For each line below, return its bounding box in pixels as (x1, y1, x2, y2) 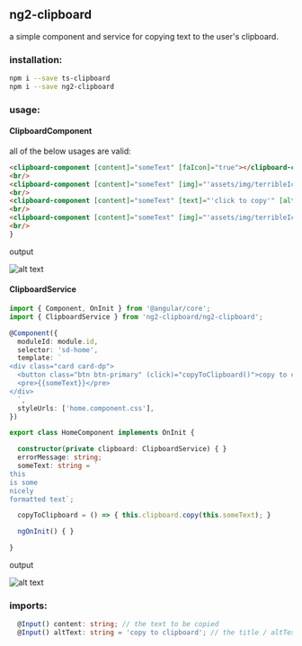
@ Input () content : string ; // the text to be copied (17, 620, 219, 629)
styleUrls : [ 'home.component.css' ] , (17, 403, 155, 412)
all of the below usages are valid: (9, 146, 132, 156)
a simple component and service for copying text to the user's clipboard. (9, 31, 279, 41)
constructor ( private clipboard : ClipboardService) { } (17, 445, 227, 454)
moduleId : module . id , (17, 337, 99, 346)
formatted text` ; (9, 494, 75, 504)
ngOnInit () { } (17, 527, 75, 536)
